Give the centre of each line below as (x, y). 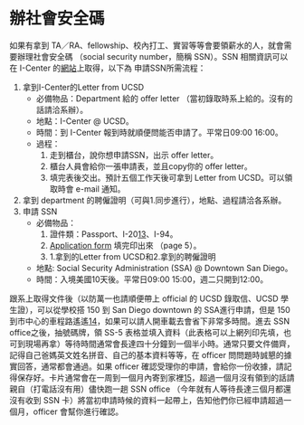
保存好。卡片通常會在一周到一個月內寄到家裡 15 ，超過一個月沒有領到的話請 (156, 377)
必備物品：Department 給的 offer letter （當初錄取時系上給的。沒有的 (164, 98)
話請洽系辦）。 (62, 109)
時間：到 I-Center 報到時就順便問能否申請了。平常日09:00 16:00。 (159, 132)
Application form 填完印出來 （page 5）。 (125, 245)
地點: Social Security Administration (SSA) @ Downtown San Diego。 (164, 268)
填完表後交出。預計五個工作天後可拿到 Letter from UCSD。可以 (167, 177)
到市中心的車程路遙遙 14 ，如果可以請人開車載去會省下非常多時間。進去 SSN (150, 321)
